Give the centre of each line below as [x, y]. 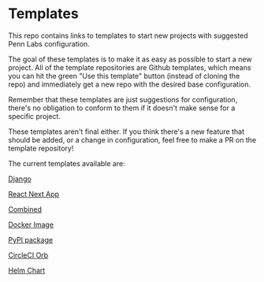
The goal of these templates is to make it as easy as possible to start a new [130, 59]
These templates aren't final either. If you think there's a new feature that [126, 132]
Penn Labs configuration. [49, 43]
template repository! [41, 148]
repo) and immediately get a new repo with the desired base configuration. [130, 84]
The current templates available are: [67, 163]
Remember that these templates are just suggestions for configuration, [123, 99]
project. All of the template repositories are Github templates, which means [130, 67]
